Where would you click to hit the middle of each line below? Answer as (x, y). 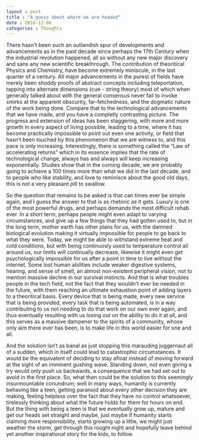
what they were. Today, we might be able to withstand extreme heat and (94, 240)
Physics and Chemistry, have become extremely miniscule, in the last (91, 70)
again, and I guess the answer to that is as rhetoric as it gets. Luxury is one (98, 202)
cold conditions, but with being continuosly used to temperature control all (97, 246)
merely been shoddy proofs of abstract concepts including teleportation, (95, 83)
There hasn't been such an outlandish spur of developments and (85, 45)
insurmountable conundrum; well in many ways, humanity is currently (91, 384)
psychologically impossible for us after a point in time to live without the (94, 258)
